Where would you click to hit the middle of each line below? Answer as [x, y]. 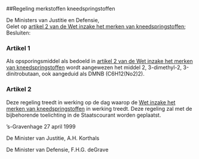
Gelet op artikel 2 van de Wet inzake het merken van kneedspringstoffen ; [96, 26]
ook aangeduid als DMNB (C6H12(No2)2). [93, 74]
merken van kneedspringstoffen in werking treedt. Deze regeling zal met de [99, 108]
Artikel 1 [18, 48]
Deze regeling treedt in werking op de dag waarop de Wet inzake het [91, 102]
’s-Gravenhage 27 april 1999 [41, 126]
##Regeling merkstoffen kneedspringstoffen [61, 9]
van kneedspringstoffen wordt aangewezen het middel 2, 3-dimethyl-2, [94, 67]
